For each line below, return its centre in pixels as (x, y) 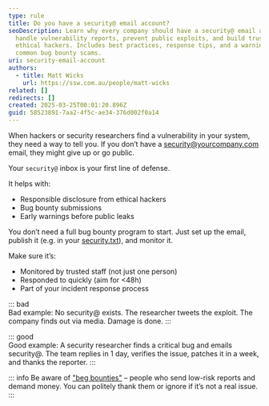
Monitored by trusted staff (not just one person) (98, 271)
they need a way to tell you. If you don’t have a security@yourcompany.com (133, 144)
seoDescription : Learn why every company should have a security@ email (132, 30)
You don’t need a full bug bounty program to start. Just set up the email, (127, 232)
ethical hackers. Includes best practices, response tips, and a (127, 46)
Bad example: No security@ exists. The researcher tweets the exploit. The (131, 313)
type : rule (26, 16)
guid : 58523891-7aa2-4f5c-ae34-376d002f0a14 (84, 113)
